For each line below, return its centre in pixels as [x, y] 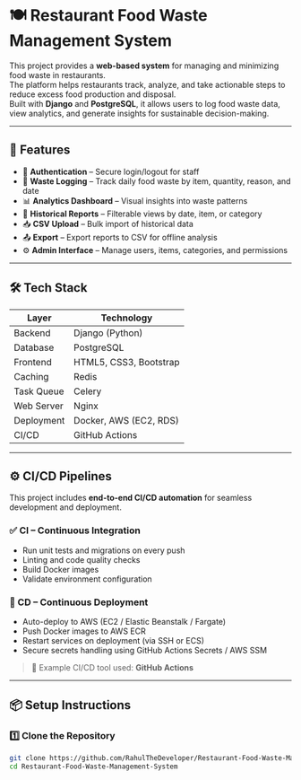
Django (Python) [108, 333]
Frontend [33, 362]
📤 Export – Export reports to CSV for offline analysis [120, 237]
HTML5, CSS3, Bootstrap [126, 362]
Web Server [39, 406]
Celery [87, 391]
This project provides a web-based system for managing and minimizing [144, 66]
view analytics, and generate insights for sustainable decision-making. [139, 113]
